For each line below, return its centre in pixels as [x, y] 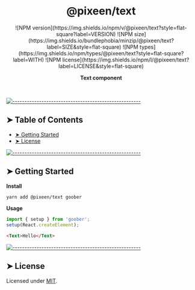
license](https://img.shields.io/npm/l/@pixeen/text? [126, 60]
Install [14, 186]
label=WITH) [28, 60]
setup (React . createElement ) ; [43, 225]
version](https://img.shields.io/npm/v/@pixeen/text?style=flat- [110, 28]
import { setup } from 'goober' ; [48, 220]
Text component [101, 78]
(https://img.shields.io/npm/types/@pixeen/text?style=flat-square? [101, 53]
